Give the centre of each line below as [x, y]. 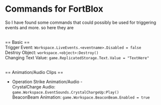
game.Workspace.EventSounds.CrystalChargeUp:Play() [65, 92]
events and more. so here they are [39, 27]
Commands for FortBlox [54, 9]
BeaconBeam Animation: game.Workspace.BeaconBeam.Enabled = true [81, 97]
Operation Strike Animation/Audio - [47, 82]
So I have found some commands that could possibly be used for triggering [81, 22]
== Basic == [18, 42]
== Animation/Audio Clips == [34, 72]
